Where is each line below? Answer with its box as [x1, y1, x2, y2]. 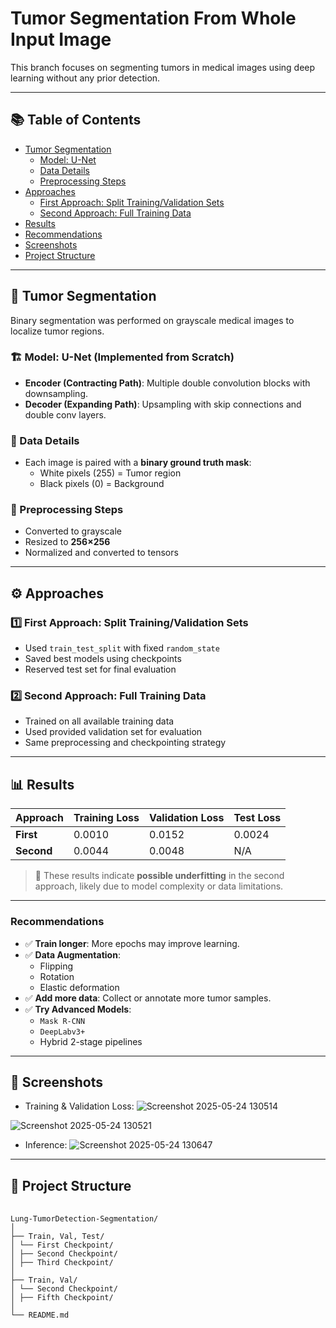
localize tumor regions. [10, 325, 105, 337]
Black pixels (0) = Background [39, 478, 165, 490]
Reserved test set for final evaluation [24, 663, 177, 676]
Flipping [39, 960, 74, 972]
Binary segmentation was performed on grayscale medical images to [10, 314, 295, 326]
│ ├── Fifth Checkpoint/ [10, 1293, 114, 1303]
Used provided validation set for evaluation [24, 726, 203, 738]
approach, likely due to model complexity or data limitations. [34, 880, 284, 892]
